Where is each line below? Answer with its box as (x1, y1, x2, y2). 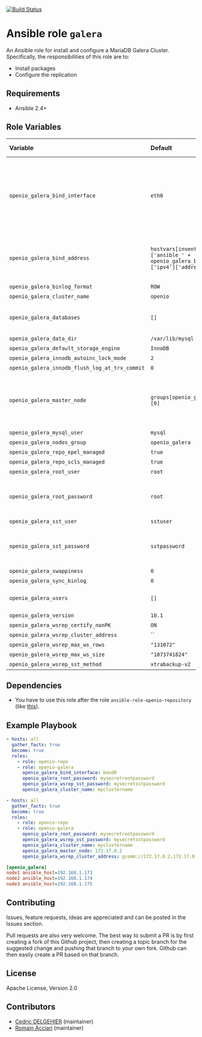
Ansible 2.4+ (14, 104, 47, 111)
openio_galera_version (9, 611, 74, 619)
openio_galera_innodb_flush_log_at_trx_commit (9, 364, 145, 371)
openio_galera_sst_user (9, 518, 78, 525)
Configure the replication (14, 71, 77, 78)
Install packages (14, 64, 56, 72)
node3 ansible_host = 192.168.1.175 (6, 881, 93, 887)
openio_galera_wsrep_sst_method (9, 661, 102, 667)
